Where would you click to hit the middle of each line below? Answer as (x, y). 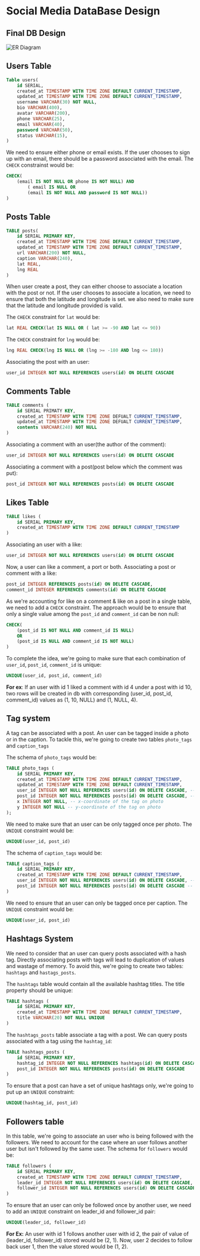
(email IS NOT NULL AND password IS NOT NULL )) (87, 192)
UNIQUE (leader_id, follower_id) (46, 1223)
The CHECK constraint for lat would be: (53, 317)
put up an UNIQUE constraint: (40, 1092)
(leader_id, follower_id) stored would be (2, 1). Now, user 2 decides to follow (99, 1240)
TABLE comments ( (28, 405)
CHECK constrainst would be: (40, 165)
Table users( (22, 80)
